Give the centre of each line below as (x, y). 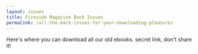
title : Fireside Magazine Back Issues (55, 17)
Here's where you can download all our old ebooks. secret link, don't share (99, 40)
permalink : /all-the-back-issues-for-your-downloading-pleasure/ (90, 23)
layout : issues (25, 12)
